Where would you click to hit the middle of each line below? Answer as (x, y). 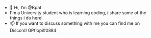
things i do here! (26, 18)
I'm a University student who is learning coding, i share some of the (78, 13)
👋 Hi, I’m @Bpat (25, 8)
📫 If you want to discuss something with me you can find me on (75, 23)
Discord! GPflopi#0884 (33, 30)
